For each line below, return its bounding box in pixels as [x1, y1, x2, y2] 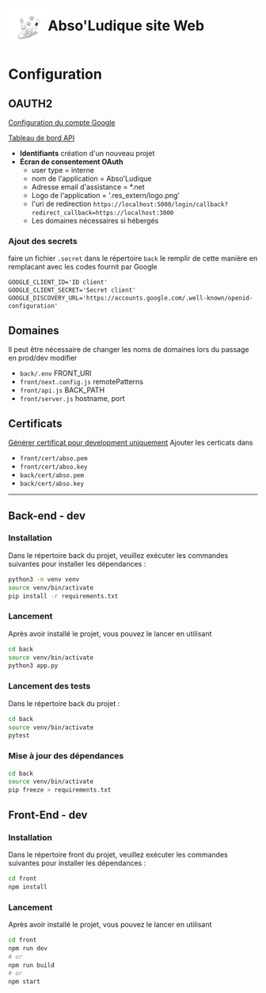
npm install [8, 883, 47, 891]
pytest [8, 731, 30, 739]
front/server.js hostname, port [19, 394, 125, 403]
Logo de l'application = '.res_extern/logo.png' [31, 191, 180, 201]
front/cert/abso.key [19, 463, 88, 472]
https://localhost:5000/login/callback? [93, 201, 228, 208]
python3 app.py [8, 662, 59, 670]
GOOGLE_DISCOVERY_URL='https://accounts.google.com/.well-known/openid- [8, 294, 253, 303]
